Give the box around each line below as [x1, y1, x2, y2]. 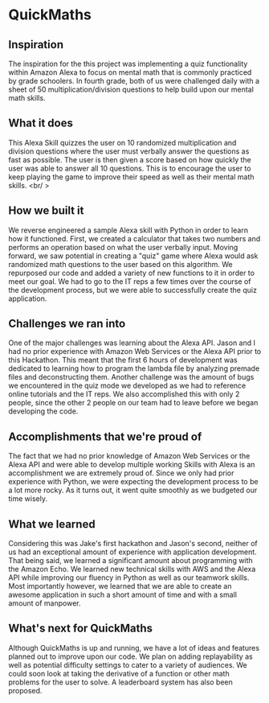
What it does [8, 117, 74, 130]
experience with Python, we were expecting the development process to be [8, 477, 259, 487]
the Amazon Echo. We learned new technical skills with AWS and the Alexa [8, 565, 256, 574]
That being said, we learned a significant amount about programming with [8, 556, 253, 565]
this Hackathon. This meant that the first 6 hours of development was [8, 356, 238, 365]
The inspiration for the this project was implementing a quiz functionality [8, 59, 248, 68]
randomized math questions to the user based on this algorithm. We [8, 259, 233, 269]
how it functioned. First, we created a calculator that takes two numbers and [8, 233, 261, 243]
